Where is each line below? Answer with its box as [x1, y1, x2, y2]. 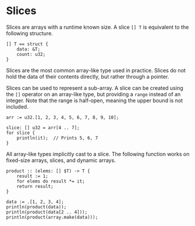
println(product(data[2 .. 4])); [6, 209, 88, 215]
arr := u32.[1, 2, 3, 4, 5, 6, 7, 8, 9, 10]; [6, 114, 119, 120]
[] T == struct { [6, 41, 49, 47]
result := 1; [16, 173, 49, 179]
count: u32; [16, 51, 46, 57]
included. [6, 103, 29, 110]
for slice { [6, 130, 35, 136]
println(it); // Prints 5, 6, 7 [16, 135, 98, 141]
